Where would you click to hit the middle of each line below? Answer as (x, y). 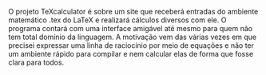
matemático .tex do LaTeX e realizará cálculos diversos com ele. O (117, 20)
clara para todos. (36, 62)
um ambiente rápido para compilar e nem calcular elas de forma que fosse (131, 54)
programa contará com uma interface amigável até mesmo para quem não (131, 28)
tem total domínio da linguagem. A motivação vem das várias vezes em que (133, 37)
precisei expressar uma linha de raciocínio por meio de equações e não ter (131, 45)
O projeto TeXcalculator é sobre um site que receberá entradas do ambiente (133, 12)
